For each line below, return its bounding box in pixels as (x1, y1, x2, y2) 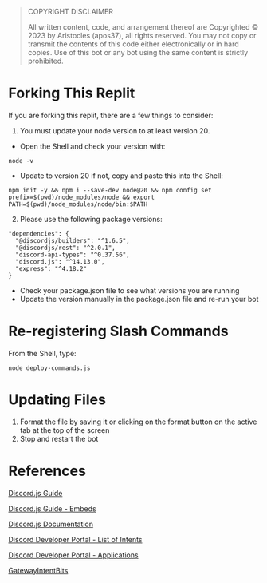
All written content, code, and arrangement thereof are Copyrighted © (27, 22, 259, 31)
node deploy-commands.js (8, 363, 91, 372)
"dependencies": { (8, 229, 69, 238)
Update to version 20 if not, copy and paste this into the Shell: (19, 171, 223, 180)
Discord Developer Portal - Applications (8, 550, 139, 560)
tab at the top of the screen (19, 425, 110, 434)
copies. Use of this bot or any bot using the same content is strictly (27, 48, 249, 57)
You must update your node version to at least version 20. (19, 125, 210, 135)
